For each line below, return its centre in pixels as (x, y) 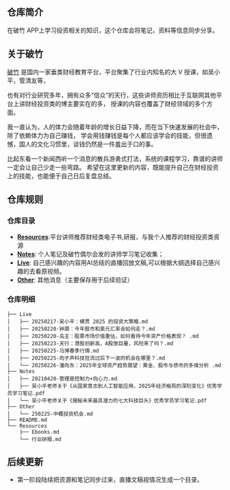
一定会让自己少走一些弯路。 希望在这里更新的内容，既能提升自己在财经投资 (113, 167)
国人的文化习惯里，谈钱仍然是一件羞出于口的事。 (88, 144)
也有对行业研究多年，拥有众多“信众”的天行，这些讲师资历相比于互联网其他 (112, 95)
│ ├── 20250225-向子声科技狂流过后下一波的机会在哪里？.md (86, 358)
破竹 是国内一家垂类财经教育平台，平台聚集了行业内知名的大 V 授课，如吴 (111, 71)
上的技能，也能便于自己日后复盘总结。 (61, 176)
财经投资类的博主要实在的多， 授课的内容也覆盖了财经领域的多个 (116, 103)
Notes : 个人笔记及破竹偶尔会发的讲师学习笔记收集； (90, 254)
